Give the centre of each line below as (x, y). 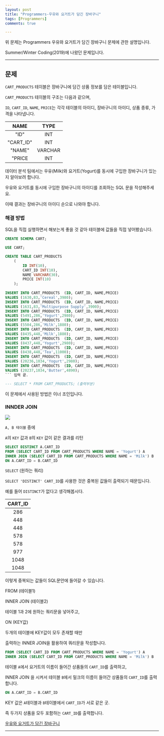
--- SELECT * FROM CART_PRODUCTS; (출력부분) (50, 384)
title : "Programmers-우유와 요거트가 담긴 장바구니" (53, 14)
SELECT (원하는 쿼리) (24, 470)
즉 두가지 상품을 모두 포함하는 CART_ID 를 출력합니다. (54, 713)
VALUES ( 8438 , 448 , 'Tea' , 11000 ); (38, 352)
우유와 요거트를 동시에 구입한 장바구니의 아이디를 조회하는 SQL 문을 (69, 188)
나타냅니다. (25, 114)
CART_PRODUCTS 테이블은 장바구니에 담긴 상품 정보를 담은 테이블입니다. (71, 87)
